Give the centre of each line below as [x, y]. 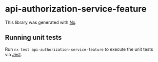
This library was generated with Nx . [41, 22]
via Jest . [14, 54]
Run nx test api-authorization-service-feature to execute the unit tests [79, 49]
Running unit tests [33, 38]
